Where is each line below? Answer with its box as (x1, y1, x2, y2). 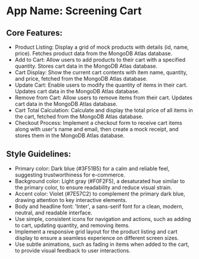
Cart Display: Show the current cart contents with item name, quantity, (14, 69, 188, 75)
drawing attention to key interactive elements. (14, 196, 128, 203)
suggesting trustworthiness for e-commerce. (14, 171, 126, 178)
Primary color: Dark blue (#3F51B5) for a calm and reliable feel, (14, 165, 170, 172)
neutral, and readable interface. (14, 209, 92, 216)
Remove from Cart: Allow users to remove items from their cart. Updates (14, 94, 192, 101)
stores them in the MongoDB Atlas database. (14, 132, 125, 139)
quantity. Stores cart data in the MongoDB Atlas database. (14, 62, 158, 70)
